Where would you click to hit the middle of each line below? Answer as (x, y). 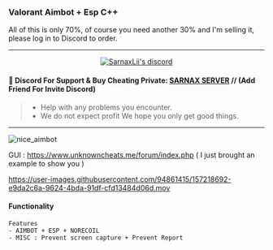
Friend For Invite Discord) (52, 88)
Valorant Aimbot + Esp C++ (63, 12)
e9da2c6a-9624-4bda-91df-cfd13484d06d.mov (89, 187)
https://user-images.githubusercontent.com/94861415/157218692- (120, 179)
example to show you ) (46, 163)
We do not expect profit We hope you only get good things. (140, 115)
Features (23, 223)
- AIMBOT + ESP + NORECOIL (54, 231)
